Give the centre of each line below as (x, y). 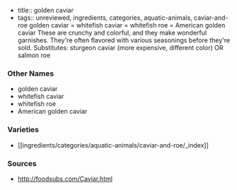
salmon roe (34, 55)
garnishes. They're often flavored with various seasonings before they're (124, 40)
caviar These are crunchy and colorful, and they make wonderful (112, 32)
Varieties (23, 130)
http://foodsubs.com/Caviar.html (65, 179)
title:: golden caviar (46, 10)
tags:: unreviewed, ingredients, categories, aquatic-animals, (105, 18)
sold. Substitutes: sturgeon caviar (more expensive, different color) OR (120, 48)
